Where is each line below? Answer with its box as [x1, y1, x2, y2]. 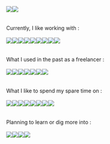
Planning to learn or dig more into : [6, 119, 91, 125]
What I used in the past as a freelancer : [6, 56, 105, 63]
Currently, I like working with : [6, 24, 80, 32]
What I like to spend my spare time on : [6, 87, 103, 94]
